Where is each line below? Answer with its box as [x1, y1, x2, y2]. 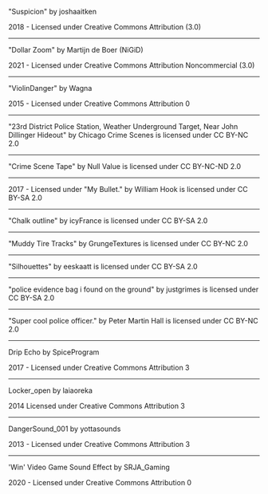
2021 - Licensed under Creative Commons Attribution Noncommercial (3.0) [8, 61, 255, 70]
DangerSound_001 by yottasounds [8, 424, 121, 433]
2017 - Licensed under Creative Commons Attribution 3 [8, 363, 190, 372]
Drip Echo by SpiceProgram [8, 347, 100, 357]
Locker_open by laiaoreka [8, 386, 93, 395]
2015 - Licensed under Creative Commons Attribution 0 [8, 99, 190, 108]
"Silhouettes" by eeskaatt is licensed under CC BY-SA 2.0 [8, 262, 198, 271]
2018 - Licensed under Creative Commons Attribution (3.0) [8, 22, 202, 31]
